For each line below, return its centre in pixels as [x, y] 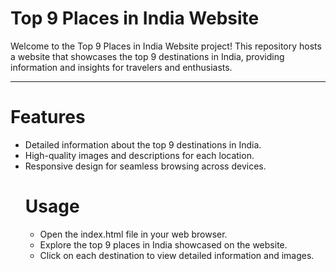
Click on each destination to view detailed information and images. [177, 255]
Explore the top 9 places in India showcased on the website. [163, 244]
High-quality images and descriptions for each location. [139, 155]
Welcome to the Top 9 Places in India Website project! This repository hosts [166, 46]
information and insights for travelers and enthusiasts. [121, 67]
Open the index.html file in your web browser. [133, 234]
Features [48, 117]
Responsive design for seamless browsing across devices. [145, 166]
